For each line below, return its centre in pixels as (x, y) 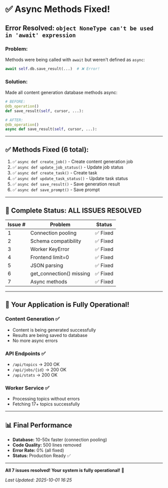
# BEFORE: (15, 102)
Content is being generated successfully (54, 330)
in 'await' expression (40, 35)
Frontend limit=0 (49, 257)
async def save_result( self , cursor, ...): (51, 129)
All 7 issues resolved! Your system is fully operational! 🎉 (65, 470)
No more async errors (35, 340)
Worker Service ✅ (27, 387)
